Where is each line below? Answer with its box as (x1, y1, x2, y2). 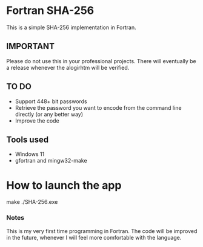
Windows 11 (15, 151, 45, 158)
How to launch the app (6, 178, 122, 192)
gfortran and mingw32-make (15, 157, 87, 164)
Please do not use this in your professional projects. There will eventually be (6, 57, 197, 64)
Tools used (6, 134, 49, 144)
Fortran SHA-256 (6, 4, 95, 18)
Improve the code (15, 117, 59, 124)
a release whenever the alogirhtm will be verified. (6, 64, 130, 71)
